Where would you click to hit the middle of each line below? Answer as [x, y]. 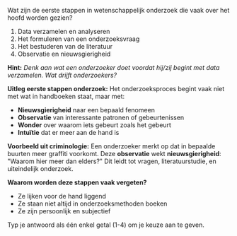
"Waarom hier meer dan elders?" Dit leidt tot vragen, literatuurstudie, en [112, 161]
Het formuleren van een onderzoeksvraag [79, 39]
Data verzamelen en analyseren [64, 31]
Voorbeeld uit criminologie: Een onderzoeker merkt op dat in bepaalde [111, 146]
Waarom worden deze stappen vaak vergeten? [77, 182]
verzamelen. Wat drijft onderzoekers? [62, 75]
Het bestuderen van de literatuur [65, 46]
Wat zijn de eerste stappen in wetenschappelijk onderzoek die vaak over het [118, 10]
